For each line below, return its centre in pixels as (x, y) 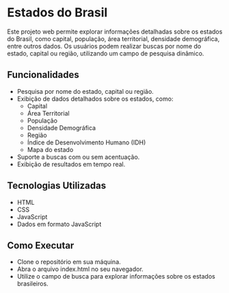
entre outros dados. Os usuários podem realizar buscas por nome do (104, 46)
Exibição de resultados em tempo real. (71, 164)
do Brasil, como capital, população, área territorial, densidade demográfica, (113, 38)
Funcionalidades (43, 75)
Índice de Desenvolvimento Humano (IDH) (86, 142)
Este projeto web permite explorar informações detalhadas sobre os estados (115, 31)
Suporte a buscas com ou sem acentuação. (78, 157)
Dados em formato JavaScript (59, 224)
